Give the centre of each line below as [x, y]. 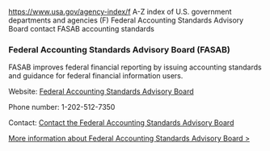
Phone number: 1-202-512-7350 [62, 107]
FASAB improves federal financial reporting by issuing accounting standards [135, 67]
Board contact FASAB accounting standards [82, 29]
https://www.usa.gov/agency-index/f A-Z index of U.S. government [120, 12]
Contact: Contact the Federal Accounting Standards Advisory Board [121, 123]
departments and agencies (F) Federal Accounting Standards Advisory [126, 20]
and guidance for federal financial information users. [96, 76]
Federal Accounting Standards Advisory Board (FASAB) [119, 49]
